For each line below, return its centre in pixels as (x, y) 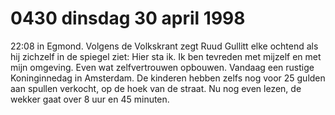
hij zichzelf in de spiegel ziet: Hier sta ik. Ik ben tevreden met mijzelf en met (166, 56)
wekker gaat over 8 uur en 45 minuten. (90, 99)
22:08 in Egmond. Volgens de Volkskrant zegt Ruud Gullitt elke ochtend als (164, 46)
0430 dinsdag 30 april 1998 (128, 18)
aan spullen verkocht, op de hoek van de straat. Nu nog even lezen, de (156, 88)
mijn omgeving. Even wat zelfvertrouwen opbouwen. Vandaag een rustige (162, 67)
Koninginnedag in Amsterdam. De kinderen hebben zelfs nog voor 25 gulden (168, 78)
